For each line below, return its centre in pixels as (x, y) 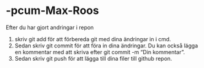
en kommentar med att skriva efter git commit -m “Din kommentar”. (100, 52)
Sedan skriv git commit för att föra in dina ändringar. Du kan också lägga (106, 46)
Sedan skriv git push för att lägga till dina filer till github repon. (93, 58)
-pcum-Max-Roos (53, 11)
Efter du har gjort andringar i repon (50, 27)
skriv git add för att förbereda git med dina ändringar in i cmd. (93, 39)
